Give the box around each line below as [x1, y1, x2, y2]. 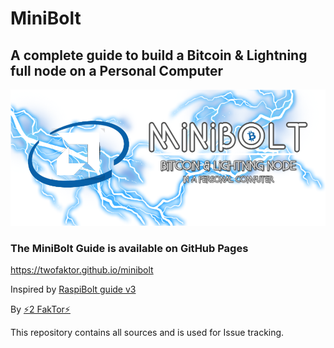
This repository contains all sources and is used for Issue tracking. [10, 327, 285, 339]
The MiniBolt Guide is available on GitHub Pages [10, 242, 249, 256]
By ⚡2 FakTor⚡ [10, 303, 71, 316]
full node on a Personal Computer [10, 62, 224, 79]
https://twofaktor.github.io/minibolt [10, 264, 154, 276]
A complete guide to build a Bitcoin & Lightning [10, 47, 308, 64]
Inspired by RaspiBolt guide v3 [10, 283, 137, 296]
